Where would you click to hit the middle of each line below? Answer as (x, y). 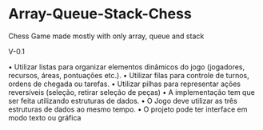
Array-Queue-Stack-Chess (100, 14)
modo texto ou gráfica (45, 117)
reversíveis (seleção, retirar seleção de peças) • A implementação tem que (132, 92)
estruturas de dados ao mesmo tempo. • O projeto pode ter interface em (128, 109)
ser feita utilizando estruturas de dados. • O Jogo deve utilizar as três (123, 100)
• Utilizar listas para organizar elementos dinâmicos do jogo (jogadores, (127, 67)
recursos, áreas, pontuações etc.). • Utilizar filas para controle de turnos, (129, 75)
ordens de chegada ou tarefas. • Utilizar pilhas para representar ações (125, 84)
